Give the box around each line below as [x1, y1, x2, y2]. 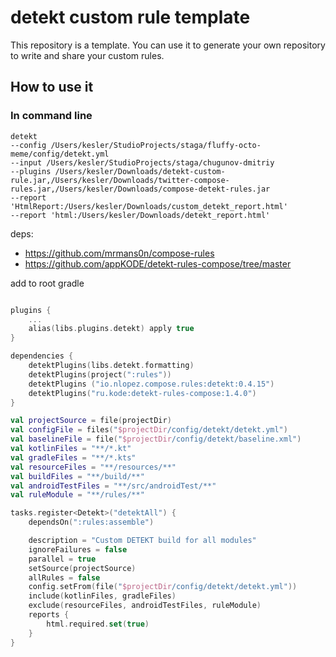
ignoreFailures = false [28, 544, 128, 555]
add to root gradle [10, 277, 85, 289]
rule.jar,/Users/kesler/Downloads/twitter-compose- [10, 175, 230, 185]
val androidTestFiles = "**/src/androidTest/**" [10, 481, 217, 491]
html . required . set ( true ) [46, 619, 150, 629]
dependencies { [10, 351, 74, 361]
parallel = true [28, 554, 97, 564]
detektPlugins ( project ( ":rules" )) [28, 369, 172, 380]
